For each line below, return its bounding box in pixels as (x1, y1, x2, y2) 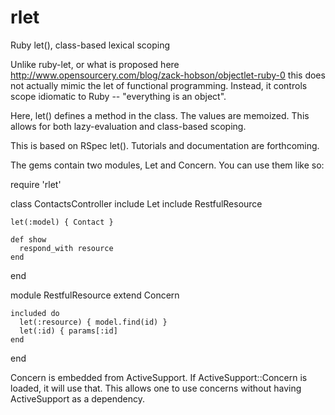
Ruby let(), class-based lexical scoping (10, 39, 171, 51)
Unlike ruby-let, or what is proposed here (10, 58, 180, 70)
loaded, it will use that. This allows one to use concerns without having (10, 382, 302, 394)
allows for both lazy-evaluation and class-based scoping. (10, 120, 247, 132)
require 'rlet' (10, 178, 62, 190)
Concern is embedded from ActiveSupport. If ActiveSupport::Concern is (10, 371, 308, 383)
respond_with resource (19, 243, 114, 253)
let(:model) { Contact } (10, 217, 114, 227)
